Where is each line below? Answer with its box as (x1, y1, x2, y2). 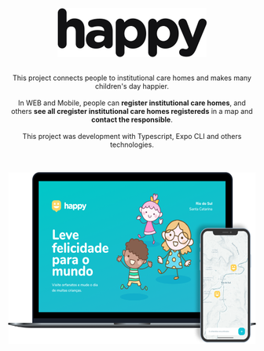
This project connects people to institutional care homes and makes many (13, 73, 251, 82)
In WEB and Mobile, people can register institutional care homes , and (18, 98, 246, 108)
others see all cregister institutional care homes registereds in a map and (11, 107, 253, 115)
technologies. (109, 140, 155, 149)
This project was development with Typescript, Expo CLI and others (22, 132, 242, 141)
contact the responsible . (91, 115, 173, 124)
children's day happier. (95, 82, 169, 90)
